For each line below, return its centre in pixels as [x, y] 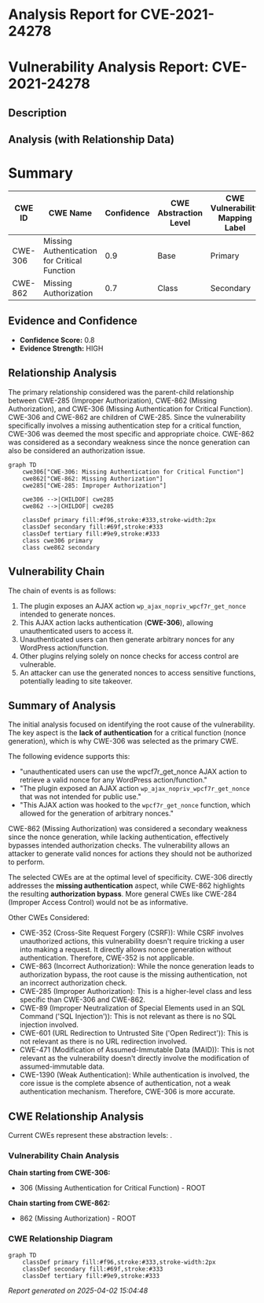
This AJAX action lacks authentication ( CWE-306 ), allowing [116, 622]
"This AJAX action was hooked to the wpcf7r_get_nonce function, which [135, 805]
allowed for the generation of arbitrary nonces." [97, 813]
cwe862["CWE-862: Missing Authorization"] [93, 479]
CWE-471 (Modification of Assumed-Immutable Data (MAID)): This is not [137, 1050]
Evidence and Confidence [73, 321]
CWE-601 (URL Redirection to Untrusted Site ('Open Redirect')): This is [134, 1033]
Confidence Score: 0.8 [57, 340]
